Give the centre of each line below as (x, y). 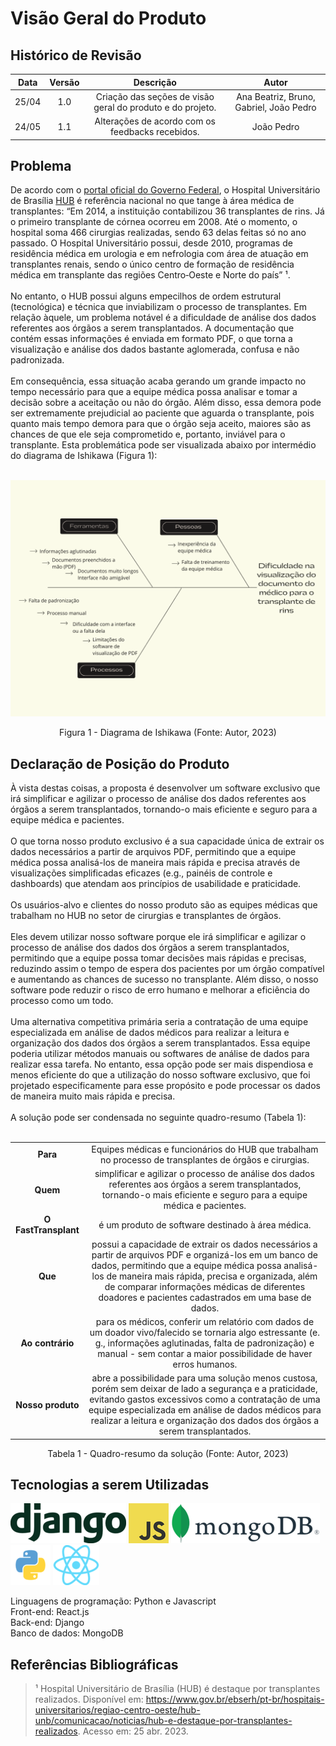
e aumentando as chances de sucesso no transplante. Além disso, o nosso (164, 979)
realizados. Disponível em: (89, 1699)
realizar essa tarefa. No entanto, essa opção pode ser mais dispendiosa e (162, 1064)
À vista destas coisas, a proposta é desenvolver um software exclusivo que (165, 788)
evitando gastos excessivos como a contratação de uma (205, 1399)
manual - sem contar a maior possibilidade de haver (205, 1353)
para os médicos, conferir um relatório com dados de (205, 1321)
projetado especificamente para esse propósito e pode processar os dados (165, 1086)
